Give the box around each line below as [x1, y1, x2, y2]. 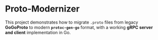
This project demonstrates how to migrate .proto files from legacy [5, 19, 138, 25]
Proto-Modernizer [5, 3, 80, 14]
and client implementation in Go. [5, 29, 71, 35]
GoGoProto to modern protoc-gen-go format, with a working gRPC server [5, 24, 153, 30]
